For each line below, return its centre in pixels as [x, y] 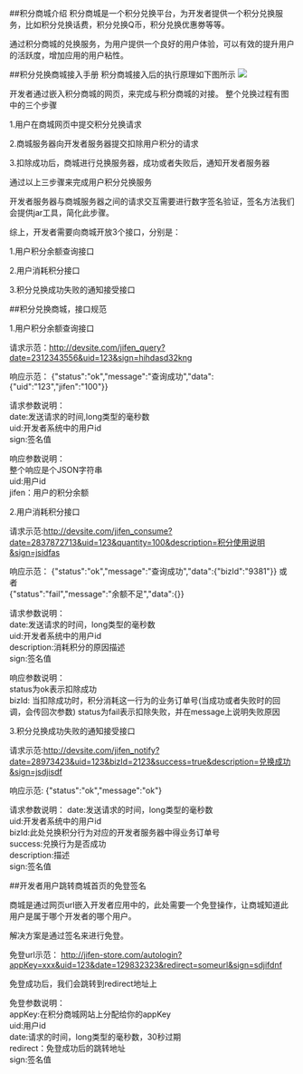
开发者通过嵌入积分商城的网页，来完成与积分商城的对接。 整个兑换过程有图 [149, 94]
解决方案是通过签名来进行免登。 [69, 935]
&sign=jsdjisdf [36, 772]
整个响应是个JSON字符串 [56, 470]
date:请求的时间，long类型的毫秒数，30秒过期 [95, 1037]
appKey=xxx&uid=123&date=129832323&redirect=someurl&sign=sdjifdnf [146, 965]
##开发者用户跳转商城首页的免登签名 [78, 885]
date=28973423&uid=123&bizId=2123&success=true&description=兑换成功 [150, 761]
